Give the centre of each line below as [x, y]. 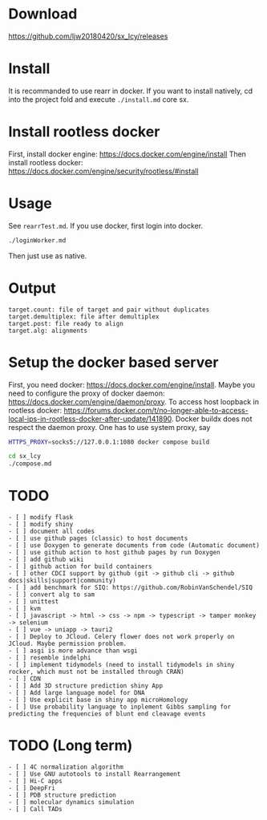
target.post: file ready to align [66, 323]
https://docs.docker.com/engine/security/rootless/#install [103, 171]
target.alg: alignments [48, 331]
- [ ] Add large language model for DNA [77, 693]
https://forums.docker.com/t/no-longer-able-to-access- [156, 410]
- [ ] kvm [25, 609]
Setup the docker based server [113, 362]
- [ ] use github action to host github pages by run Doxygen [114, 553]
